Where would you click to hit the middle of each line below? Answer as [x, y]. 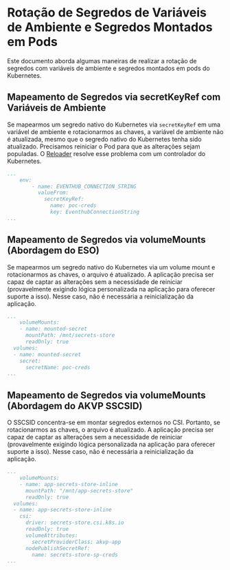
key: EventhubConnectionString [95, 212]
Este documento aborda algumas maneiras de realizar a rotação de [102, 61]
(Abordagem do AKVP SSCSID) [75, 406]
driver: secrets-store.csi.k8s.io [75, 523]
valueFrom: [53, 193]
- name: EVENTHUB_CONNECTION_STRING [84, 186]
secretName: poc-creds [58, 367]
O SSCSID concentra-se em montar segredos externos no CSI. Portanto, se [114, 423]
